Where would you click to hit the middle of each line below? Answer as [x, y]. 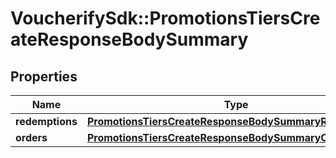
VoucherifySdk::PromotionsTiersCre [165, 18]
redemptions [46, 121]
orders [31, 137]
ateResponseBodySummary [129, 39]
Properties [44, 76]
